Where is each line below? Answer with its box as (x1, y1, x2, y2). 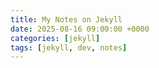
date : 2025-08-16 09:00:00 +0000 (10, 24, 150, 34)
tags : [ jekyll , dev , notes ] (10, 42, 128, 53)
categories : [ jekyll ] (10, 33, 101, 43)
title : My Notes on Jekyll (10, 14, 123, 25)
